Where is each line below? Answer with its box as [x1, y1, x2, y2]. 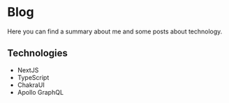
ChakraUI [17, 81, 45, 89]
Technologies [7, 47, 68, 59]
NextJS [17, 65, 39, 74]
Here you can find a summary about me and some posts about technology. [7, 27, 223, 35]
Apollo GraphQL [17, 88, 64, 96]
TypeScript [17, 73, 50, 81]
